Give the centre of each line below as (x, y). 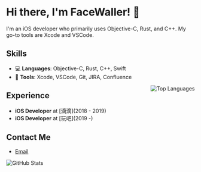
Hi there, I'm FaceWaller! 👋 (73, 12)
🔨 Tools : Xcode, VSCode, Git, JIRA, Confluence (73, 77)
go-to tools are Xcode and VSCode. (50, 35)
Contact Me (28, 137)
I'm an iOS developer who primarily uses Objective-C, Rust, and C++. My (96, 29)
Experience (28, 96)
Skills (16, 54)
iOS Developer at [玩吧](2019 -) (54, 118)
